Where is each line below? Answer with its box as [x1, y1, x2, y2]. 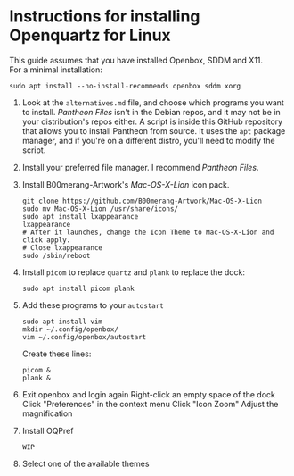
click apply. [21, 235, 71, 245]
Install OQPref [21, 425, 74, 436]
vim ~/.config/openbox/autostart [21, 332, 147, 341]
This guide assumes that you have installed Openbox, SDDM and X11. [9, 54, 264, 65]
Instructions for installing [9, 6, 200, 27]
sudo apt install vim [21, 317, 102, 326]
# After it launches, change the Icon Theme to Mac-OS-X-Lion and [21, 228, 274, 237]
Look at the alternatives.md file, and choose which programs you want [21, 96, 285, 108]
